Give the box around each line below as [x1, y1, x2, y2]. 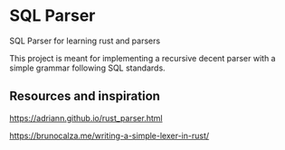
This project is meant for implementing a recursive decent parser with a [9, 52, 276, 63]
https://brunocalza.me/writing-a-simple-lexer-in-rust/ [9, 130, 210, 141]
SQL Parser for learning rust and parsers [9, 35, 161, 46]
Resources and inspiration [9, 89, 161, 104]
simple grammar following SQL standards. [9, 62, 166, 73]
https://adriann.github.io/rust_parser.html [9, 112, 163, 123]
